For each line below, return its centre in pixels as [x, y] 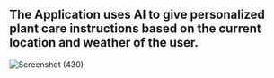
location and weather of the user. [104, 43]
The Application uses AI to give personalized [137, 15]
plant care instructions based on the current [136, 29]
